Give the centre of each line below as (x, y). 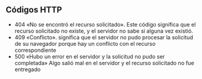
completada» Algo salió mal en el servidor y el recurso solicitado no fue (104, 63)
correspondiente (35, 50)
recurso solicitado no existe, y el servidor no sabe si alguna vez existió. (104, 31)
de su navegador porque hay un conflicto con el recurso (85, 43)
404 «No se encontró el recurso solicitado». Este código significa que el (105, 24)
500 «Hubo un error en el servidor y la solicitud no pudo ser (90, 56)
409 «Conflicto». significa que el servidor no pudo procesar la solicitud (104, 37)
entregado (27, 69)
